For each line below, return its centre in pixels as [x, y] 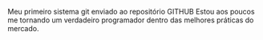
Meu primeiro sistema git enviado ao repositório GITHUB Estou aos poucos [131, 12]
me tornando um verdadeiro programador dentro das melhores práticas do [131, 20]
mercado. [23, 28]
